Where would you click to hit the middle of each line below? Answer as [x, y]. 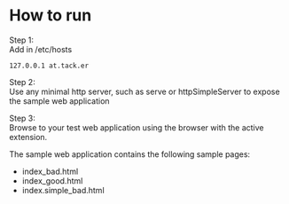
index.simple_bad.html [63, 190]
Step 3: [22, 118]
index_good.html [52, 180]
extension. [28, 137]
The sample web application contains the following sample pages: [130, 154]
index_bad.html [50, 171]
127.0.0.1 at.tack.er [49, 66]
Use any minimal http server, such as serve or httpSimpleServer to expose [145, 91]
